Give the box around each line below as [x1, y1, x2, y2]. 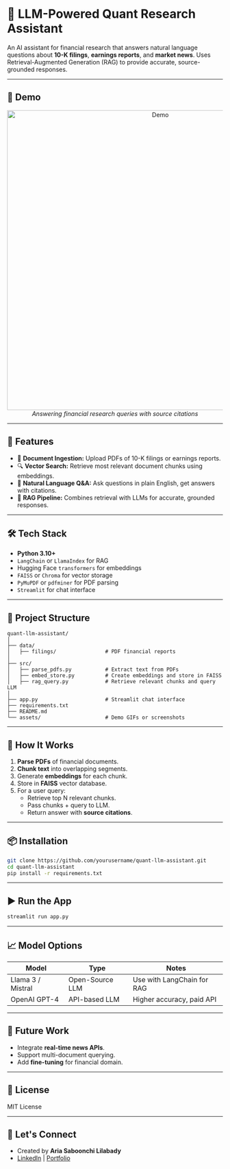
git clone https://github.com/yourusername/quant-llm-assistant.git [7, 857, 207, 864]
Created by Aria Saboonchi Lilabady [16, 1147, 122, 1155]
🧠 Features [7, 436, 54, 447]
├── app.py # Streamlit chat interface [7, 696, 186, 703]
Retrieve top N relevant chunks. [27, 794, 116, 802]
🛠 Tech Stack [7, 528, 67, 539]
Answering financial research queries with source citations [31, 409, 199, 417]
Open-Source [68, 974, 114, 984]
